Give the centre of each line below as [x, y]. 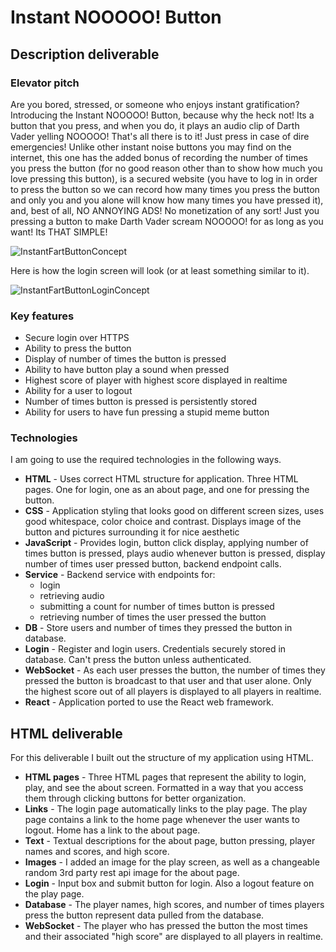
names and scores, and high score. [97, 852]
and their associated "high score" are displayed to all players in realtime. [174, 937]
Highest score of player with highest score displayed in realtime [156, 380]
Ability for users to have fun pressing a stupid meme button [147, 412]
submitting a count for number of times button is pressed [157, 607]
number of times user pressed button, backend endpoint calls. [153, 564]
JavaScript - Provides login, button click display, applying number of [166, 543]
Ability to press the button [78, 348]
